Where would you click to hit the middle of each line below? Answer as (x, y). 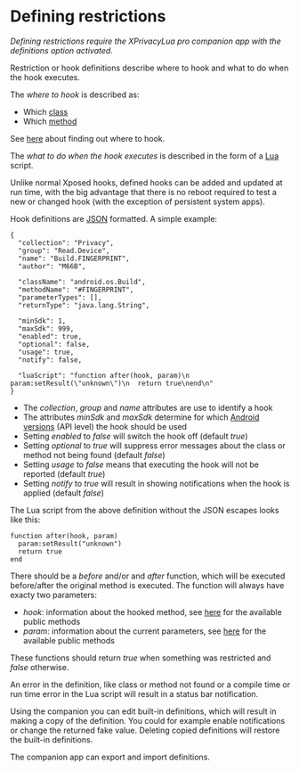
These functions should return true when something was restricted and (141, 658)
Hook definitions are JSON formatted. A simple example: (113, 218)
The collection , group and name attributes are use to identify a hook (148, 407)
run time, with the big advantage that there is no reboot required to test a (143, 192)
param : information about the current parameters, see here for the (145, 631)
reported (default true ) (64, 473)
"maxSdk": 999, (46, 328)
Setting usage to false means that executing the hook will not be (141, 464)
